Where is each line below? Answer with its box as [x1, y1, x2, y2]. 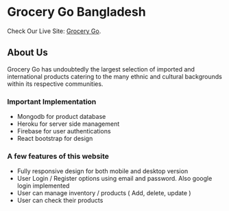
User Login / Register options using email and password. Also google [16, 175, 213, 183]
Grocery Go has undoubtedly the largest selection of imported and [7, 65, 195, 73]
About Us [7, 47, 48, 58]
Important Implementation [7, 97, 97, 107]
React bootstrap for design [16, 135, 93, 143]
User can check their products [16, 197, 104, 205]
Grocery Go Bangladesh [7, 4, 146, 20]
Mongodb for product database [16, 113, 106, 121]
